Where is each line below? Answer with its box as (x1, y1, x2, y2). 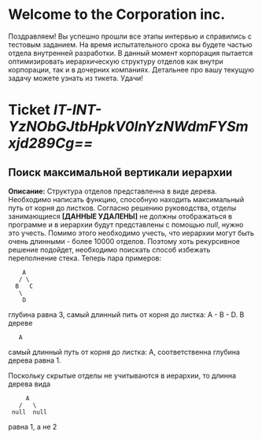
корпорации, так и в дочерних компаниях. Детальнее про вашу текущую (8, 65, 254, 74)
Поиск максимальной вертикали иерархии (8, 165, 233, 179)
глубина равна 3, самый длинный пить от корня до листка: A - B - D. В (8, 309, 245, 319)
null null (11, 408, 47, 416)
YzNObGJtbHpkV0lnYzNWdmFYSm (8, 118, 249, 135)
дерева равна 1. (8, 356, 61, 365)
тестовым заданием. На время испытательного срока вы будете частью (8, 39, 253, 49)
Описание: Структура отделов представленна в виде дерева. (8, 186, 218, 196)
